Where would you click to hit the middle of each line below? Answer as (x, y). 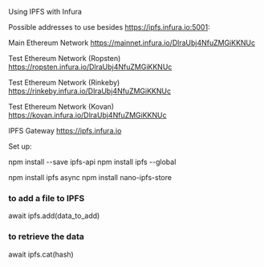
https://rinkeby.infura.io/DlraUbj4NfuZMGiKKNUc (89, 91)
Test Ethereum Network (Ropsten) (65, 58)
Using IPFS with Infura (45, 12)
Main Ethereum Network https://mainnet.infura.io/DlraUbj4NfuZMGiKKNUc (132, 43)
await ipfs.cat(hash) (41, 254)
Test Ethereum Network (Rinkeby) (64, 82)
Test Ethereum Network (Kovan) (61, 107)
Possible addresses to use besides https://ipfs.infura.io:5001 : (109, 27)
